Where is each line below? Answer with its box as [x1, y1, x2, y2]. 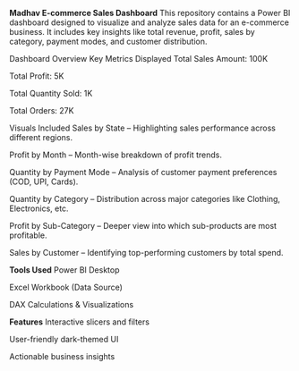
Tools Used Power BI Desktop [9, 265, 120, 275]
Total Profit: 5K [9, 71, 64, 81]
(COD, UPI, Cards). [9, 176, 79, 187]
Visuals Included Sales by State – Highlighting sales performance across [9, 122, 276, 133]
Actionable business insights [9, 351, 115, 361]
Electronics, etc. [9, 203, 69, 214]
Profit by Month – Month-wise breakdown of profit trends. [9, 149, 222, 160]
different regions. [9, 132, 73, 142]
